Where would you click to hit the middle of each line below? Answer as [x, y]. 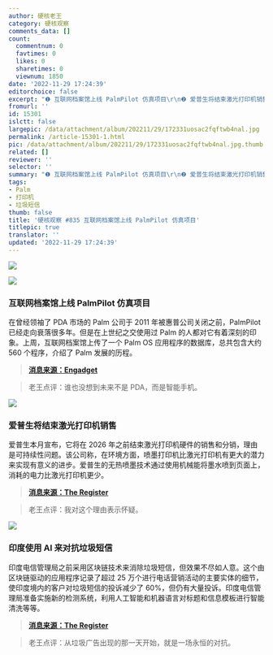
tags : [17, 182]
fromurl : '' [28, 106]
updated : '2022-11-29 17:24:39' [63, 243]
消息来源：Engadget [63, 370]
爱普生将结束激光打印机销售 [63, 426]
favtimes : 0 [36, 54]
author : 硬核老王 [35, 16]
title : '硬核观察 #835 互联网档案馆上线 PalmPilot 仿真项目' [104, 220]
